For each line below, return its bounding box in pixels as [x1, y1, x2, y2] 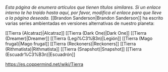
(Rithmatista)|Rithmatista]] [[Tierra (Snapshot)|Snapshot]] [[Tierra [5, 46, 142, 52]
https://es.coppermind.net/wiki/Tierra [5, 61, 84, 67]
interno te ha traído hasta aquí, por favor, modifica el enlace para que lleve [5, 10, 162, 16]
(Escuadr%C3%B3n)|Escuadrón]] [5, 51, 76, 57]
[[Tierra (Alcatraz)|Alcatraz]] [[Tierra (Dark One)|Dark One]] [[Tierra [5, 30, 147, 36]
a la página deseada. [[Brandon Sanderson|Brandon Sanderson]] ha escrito [5, 15, 163, 21]
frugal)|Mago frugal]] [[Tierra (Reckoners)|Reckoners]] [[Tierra [5, 41, 136, 47]
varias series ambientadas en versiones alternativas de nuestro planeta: [5, 20, 155, 26]
